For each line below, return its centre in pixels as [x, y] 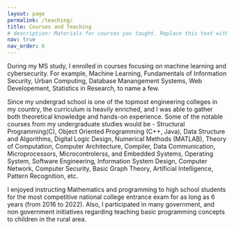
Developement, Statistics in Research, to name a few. [84, 88]
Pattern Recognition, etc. [43, 176]
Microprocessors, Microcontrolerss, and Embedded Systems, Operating [110, 154]
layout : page [26, 14]
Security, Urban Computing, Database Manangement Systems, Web [105, 81]
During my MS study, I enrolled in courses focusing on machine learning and [117, 66]
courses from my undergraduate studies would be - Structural [96, 124]
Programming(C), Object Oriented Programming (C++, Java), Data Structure [116, 131]
